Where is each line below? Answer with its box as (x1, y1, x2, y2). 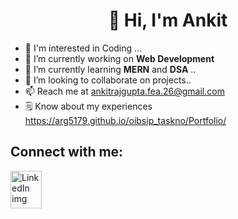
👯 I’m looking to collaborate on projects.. (24, 74, 192, 86)
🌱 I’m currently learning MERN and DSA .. (24, 63, 197, 75)
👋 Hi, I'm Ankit (108, 9, 228, 32)
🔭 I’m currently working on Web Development (24, 52, 215, 64)
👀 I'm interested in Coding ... (24, 42, 143, 54)
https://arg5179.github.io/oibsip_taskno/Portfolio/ (24, 114, 227, 126)
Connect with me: (10, 144, 124, 161)
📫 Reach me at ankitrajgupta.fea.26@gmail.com (24, 85, 225, 97)
